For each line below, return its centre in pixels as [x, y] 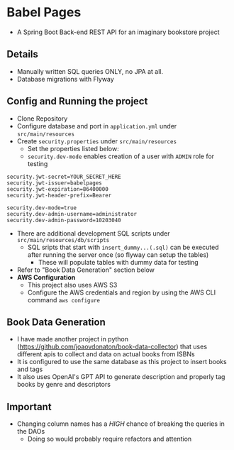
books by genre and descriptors [64, 385]
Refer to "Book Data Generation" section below [86, 270]
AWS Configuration [46, 277]
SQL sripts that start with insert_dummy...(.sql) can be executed [123, 247]
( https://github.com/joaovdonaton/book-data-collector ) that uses [112, 347]
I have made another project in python [73, 339]
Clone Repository [42, 119]
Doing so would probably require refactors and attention [110, 439]
